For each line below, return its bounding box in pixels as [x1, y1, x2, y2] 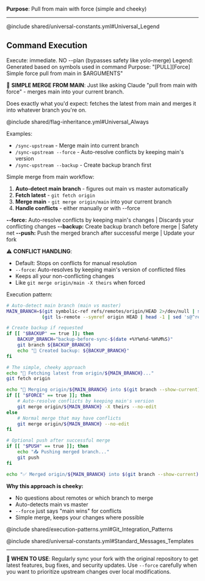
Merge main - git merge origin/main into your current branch [15, 198, 172, 205]
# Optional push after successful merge [6, 437, 111, 444]
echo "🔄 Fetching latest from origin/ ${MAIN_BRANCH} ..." [6, 370, 154, 376]
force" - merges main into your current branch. [6, 88, 124, 95]
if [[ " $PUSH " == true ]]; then [6, 443, 88, 450]
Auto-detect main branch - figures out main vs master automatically [15, 185, 189, 192]
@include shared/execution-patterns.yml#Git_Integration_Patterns [6, 525, 173, 533]
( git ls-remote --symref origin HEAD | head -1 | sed [41, 314, 182, 320]
